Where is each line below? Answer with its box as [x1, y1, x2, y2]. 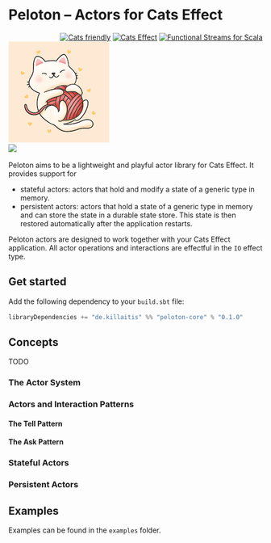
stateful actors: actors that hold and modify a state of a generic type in [19, 184, 256, 194]
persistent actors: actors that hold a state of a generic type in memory [19, 201, 253, 211]
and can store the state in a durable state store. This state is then [19, 210, 236, 220]
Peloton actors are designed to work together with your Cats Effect [8, 234, 231, 244]
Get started [8, 275, 67, 288]
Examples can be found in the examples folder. [8, 525, 161, 535]
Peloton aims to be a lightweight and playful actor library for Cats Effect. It [8, 160, 254, 170]
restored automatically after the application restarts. [19, 218, 193, 228]
